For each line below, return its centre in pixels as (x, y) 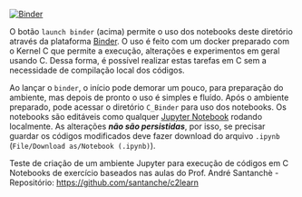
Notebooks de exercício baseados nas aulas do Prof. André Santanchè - (144, 173)
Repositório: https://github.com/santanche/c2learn (104, 182)
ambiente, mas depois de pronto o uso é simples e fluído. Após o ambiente (149, 97)
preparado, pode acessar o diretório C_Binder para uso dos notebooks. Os (148, 107)
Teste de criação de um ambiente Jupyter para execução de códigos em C (149, 163)
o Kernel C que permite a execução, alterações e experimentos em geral (145, 51)
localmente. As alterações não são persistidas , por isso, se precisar (137, 126)
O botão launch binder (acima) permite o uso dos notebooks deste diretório (151, 31)
